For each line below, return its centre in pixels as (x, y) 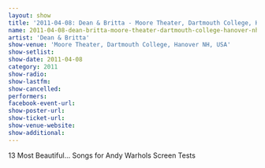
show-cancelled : (35, 89)
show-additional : (37, 133)
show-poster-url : (37, 111)
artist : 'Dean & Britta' (49, 37)
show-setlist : (32, 52)
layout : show (30, 15)
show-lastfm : (30, 81)
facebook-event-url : (42, 103)
